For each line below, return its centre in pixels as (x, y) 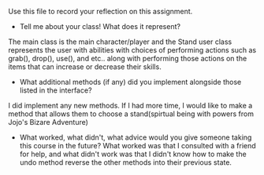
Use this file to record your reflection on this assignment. (100, 11)
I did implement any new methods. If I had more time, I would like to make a (130, 106)
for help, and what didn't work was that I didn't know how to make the (133, 154)
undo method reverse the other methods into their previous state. (126, 162)
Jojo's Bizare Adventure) (48, 122)
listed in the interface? (56, 90)
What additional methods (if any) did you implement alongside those (130, 82)
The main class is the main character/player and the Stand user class (120, 42)
